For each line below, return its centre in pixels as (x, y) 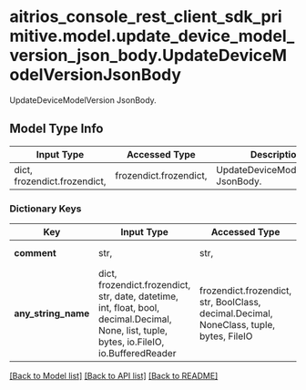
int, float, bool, (129, 308)
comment (35, 253)
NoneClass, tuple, (237, 325)
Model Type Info (56, 129)
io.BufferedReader (138, 354)
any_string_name (52, 313)
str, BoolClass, (230, 303)
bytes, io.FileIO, (132, 342)
